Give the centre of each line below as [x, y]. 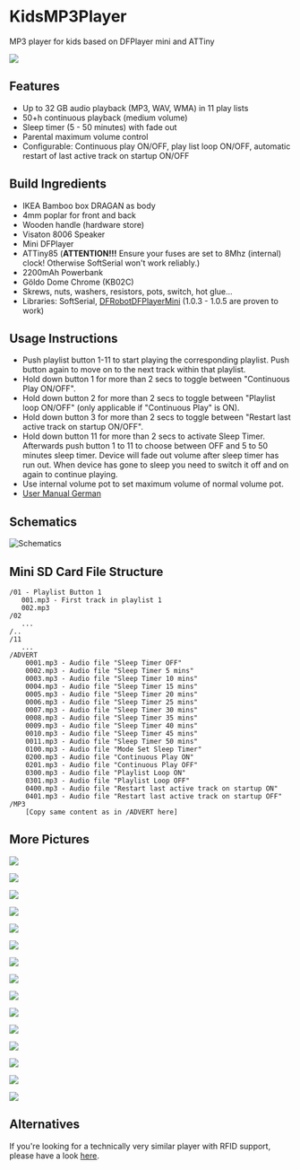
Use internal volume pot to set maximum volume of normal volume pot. [153, 484]
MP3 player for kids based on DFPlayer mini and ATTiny [112, 41]
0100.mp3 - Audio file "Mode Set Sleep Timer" [114, 749]
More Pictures [49, 839]
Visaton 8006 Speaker [64, 234]
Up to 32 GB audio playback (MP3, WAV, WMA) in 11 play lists [135, 108]
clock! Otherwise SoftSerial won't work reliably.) [111, 263]
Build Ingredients [58, 184]
